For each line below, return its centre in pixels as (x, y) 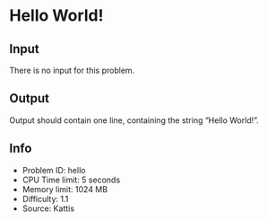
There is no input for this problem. (72, 70)
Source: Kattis (48, 208)
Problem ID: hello (54, 170)
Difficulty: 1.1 (45, 199)
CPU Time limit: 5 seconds (71, 180)
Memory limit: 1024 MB (65, 189)
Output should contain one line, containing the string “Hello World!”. (134, 120)
